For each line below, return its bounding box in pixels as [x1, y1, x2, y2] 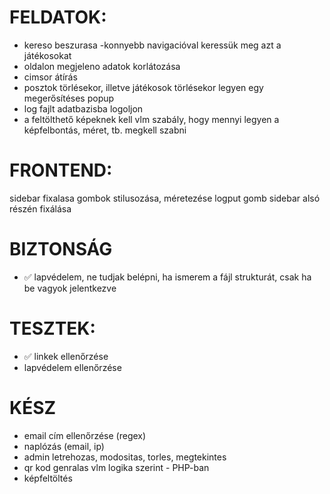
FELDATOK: [9, 6, 107, 29]
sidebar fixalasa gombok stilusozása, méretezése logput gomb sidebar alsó [9, 192, 321, 204]
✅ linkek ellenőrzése [23, 350, 109, 362]
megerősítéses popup [23, 92, 115, 104]
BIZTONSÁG [9, 238, 113, 261]
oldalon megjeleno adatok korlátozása [23, 60, 181, 72]
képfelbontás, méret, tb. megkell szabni [23, 124, 187, 136]
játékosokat [23, 49, 72, 61]
